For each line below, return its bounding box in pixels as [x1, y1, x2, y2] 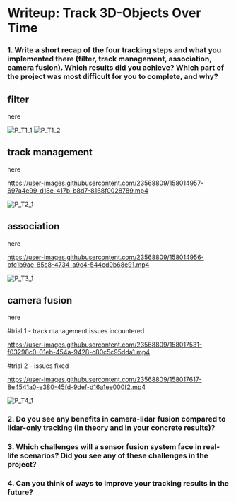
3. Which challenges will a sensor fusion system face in [7, 442, 202, 452]
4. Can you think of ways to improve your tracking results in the [7, 479, 230, 489]
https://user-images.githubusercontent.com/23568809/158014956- [7, 253, 204, 261]
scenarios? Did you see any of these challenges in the [20, 450, 208, 460]
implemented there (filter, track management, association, [7, 54, 212, 64]
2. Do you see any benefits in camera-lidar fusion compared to [7, 414, 226, 424]
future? [7, 487, 34, 497]
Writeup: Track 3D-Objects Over [7, 5, 201, 21]
